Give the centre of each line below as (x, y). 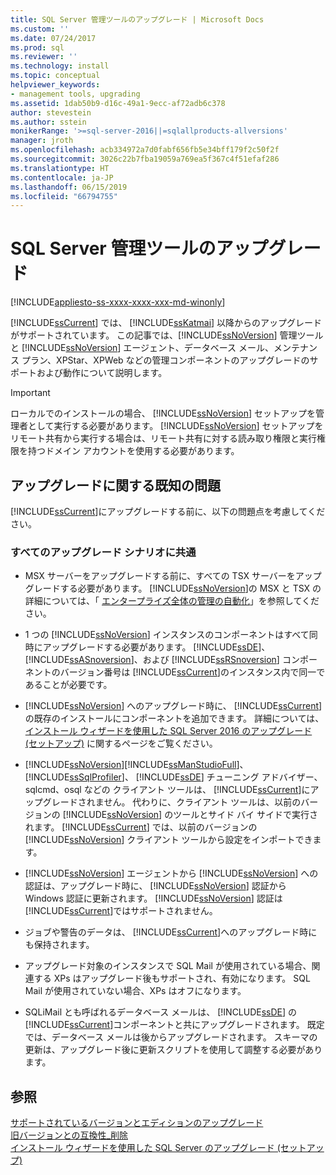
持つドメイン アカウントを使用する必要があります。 (133, 451)
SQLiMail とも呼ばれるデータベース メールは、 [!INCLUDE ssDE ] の (161, 1012)
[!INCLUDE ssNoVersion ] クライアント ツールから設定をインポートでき (168, 840)
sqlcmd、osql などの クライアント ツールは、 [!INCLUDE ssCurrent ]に (167, 790)
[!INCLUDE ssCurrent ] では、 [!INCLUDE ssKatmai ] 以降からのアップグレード (166, 323)
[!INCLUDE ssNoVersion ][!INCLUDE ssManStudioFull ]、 (136, 765)
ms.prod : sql (37, 47)
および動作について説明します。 (102, 373)
